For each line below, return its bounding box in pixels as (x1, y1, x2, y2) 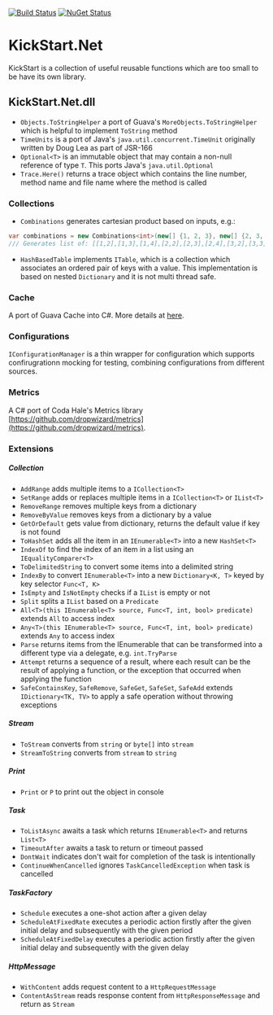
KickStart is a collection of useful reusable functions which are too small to (8, 63, 258, 72)
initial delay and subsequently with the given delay (19, 943, 189, 952)
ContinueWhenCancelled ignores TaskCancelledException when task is (19, 860, 250, 870)
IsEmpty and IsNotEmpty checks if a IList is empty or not (19, 587, 210, 597)
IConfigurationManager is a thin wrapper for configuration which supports (8, 349, 255, 359)
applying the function (19, 674, 92, 684)
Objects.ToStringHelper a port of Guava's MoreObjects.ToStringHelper (19, 116, 258, 126)
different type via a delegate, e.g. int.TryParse (19, 648, 177, 658)
